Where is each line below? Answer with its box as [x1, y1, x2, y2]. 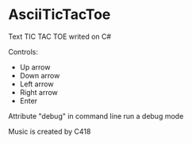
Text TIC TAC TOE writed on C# [8, 32, 112, 41]
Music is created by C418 [8, 127, 91, 136]
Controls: [8, 47, 38, 56]
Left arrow [19, 79, 54, 89]
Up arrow [19, 62, 51, 72]
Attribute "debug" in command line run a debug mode [8, 111, 184, 120]
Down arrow [19, 70, 60, 80]
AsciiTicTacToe [8, 6, 111, 24]
